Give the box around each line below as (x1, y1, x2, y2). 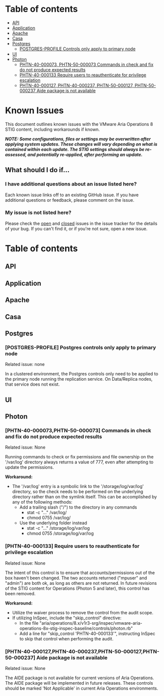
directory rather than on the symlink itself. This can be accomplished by (12, 494, 157, 500)
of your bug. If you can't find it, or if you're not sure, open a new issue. (5, 225, 148, 232)
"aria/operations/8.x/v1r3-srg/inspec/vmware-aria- (39, 620, 142, 626)
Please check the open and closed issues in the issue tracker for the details (5, 220, 158, 226)
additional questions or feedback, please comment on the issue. (5, 197, 135, 203)
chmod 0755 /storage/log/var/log (26, 530, 94, 537)
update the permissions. (5, 464, 54, 470)
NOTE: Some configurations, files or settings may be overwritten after (5, 136, 151, 142)
